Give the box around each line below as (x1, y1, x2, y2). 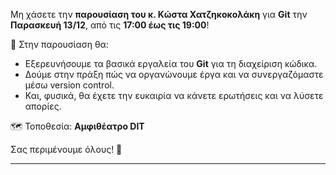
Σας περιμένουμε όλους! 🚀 (10, 144, 123, 155)
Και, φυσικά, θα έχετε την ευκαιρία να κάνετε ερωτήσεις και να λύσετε (24, 90, 324, 101)
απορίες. (24, 100, 62, 112)
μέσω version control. (24, 79, 115, 91)
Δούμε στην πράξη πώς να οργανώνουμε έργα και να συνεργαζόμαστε (24, 69, 324, 80)
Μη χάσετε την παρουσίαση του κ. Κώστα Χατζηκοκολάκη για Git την (10, 9, 308, 20)
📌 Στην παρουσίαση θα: (10, 39, 109, 50)
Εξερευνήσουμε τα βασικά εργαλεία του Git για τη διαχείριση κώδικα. (24, 58, 318, 69)
